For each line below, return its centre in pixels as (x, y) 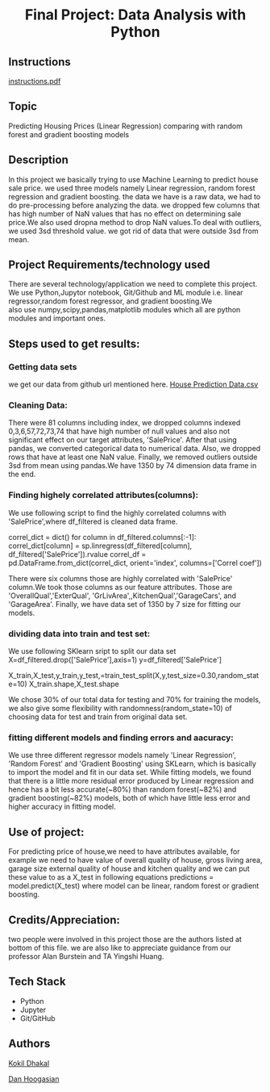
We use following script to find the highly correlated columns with (117, 513)
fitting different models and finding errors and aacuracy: (121, 738)
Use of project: (46, 832)
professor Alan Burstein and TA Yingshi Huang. (86, 956)
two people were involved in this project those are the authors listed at (125, 939)
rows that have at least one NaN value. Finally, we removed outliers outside (133, 457)
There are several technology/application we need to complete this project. (133, 284)
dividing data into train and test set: (79, 634)
